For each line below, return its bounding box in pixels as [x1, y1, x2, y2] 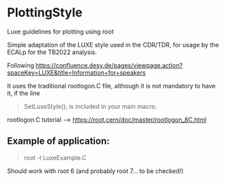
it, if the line [7, 89, 40, 97]
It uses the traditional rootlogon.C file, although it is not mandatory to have [7, 81, 216, 90]
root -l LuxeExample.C [23, 153, 87, 161]
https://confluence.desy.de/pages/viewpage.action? [35, 61, 183, 69]
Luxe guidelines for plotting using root [7, 27, 114, 36]
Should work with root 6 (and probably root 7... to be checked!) [7, 166, 184, 175]
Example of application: [7, 135, 111, 147]
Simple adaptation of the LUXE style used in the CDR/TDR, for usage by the [7, 40, 220, 49]
